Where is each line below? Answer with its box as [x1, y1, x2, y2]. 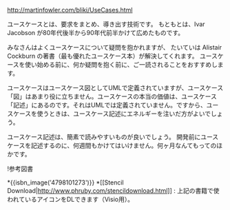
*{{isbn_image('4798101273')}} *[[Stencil [7, 178, 124, 187]
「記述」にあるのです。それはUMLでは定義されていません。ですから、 [7, 101, 207, 109]
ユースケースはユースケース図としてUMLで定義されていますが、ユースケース [7, 84, 224, 92]
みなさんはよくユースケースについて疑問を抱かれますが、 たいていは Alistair [7, 43, 222, 51]
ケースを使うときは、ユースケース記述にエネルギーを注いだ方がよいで [12, 109, 211, 118]
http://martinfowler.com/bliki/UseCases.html [7, 6, 133, 14]
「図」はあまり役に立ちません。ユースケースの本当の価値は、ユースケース [7, 92, 217, 101]
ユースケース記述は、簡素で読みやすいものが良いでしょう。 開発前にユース [7, 133, 219, 140]
